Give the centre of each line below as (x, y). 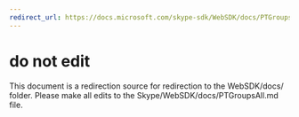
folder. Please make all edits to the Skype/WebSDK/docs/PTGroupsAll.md (144, 95)
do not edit (50, 61)
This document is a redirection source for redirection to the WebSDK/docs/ (146, 86)
